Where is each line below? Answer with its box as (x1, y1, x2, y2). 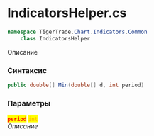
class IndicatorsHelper (20, 35, 91, 42)
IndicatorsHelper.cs (7, 5, 127, 21)
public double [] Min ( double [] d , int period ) (7, 81, 144, 89)
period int (7, 115, 38, 123)
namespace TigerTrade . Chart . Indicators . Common (7, 28, 148, 35)
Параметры (7, 98, 51, 108)
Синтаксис (7, 65, 48, 75)
